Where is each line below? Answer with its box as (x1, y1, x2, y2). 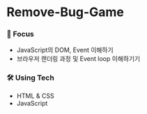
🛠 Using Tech (6, 73, 55, 83)
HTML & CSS (16, 92, 54, 100)
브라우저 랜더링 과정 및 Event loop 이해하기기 (16, 55, 141, 63)
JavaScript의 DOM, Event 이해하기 (16, 46, 114, 55)
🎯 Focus (6, 29, 34, 39)
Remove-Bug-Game (6, 4, 125, 20)
